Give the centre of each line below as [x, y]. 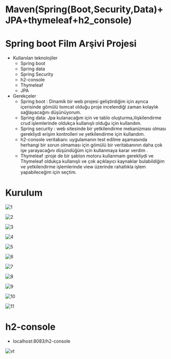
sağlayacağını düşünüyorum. [51, 112]
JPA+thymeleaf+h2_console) [69, 20]
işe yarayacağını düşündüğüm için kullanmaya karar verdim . [84, 151]
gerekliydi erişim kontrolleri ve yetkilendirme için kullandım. [83, 134]
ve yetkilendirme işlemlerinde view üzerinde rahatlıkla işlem [83, 167]
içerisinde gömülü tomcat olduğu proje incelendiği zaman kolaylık [89, 107]
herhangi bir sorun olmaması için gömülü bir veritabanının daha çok [91, 145]
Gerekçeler [24, 96]
